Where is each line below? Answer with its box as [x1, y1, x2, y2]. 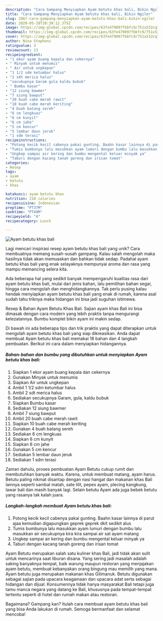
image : [5, 25, 19, 30]
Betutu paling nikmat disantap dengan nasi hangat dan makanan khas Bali [5, 476, 153, 482]
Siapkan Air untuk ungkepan [12, 379, 69, 385]
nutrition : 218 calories [5, 196, 56, 201]
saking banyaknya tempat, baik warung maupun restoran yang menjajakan [5, 560, 154, 566]
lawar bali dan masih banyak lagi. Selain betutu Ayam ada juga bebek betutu [5, 487, 157, 493]
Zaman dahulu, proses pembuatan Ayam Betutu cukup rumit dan [5, 466, 134, 472]
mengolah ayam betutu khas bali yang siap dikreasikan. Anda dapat [5, 330, 140, 336]
